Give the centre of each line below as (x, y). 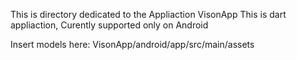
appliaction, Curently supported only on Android (109, 25)
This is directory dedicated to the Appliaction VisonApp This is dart (148, 14)
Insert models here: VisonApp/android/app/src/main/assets (132, 44)
